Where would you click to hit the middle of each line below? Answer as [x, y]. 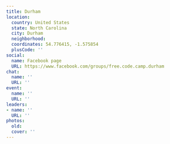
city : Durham [27, 34]
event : [14, 88]
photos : [16, 121]
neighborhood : [29, 39]
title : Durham [24, 11]
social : [16, 55]
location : [18, 17]
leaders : [17, 104]
